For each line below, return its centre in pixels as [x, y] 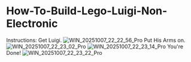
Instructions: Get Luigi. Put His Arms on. [96, 40]
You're [175, 46]
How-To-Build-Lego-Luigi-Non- [87, 11]
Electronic [32, 24]
